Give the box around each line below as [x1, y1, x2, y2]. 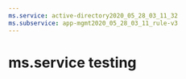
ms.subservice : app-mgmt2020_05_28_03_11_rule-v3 [8, 19, 179, 27]
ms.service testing [8, 53, 137, 72]
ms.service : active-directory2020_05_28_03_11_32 [8, 11, 179, 20]
